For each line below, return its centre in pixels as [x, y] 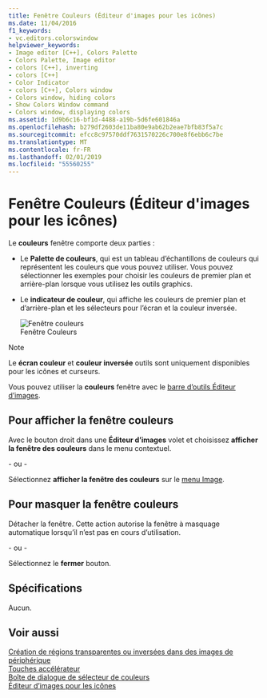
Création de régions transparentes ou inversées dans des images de [121, 652]
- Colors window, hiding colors [62, 98]
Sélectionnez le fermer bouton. [60, 563]
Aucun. [20, 608]
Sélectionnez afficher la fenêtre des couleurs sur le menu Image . [117, 479]
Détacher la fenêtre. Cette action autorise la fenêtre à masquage [114, 524]
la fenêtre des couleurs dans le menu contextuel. [90, 448]
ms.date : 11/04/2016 [43, 23]
